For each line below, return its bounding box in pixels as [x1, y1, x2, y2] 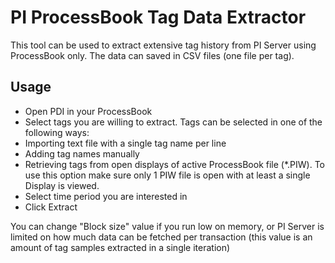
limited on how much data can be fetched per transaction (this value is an [10, 231, 313, 243]
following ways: [24, 126, 90, 138]
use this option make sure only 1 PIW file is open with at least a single [24, 169, 311, 181]
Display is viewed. [24, 179, 100, 191]
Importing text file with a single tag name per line [24, 137, 227, 149]
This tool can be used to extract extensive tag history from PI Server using [10, 39, 317, 51]
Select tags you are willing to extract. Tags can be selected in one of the [24, 116, 323, 128]
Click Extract [24, 201, 78, 213]
